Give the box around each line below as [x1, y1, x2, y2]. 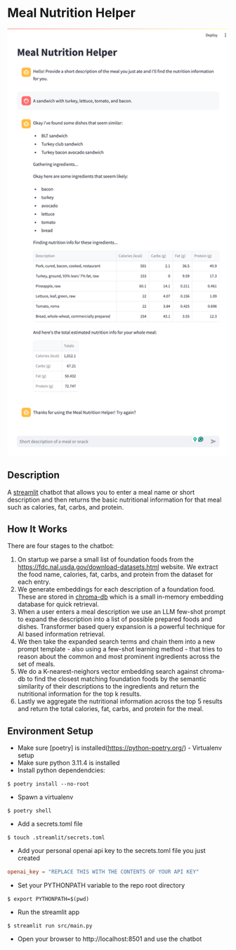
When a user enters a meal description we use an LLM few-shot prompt [17, 608, 226, 616]
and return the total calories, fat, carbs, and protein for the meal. [17, 705, 204, 713]
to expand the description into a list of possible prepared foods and [17, 615, 213, 623]
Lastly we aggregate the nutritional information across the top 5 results [17, 697, 223, 705]
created [17, 854, 41, 862]
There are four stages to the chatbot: [7, 542, 114, 550]
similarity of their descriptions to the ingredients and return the [17, 682, 199, 691]
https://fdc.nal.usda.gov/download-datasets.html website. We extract [17, 563, 218, 571]
